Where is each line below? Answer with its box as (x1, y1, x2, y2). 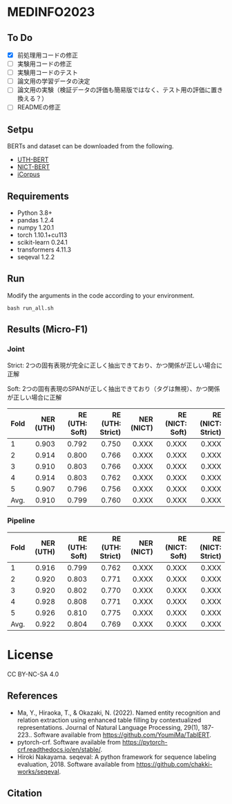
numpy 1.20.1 (17, 223, 54, 231)
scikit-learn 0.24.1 (17, 238, 68, 246)
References (7, 690, 58, 702)
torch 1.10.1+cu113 (17, 231, 68, 239)
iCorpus (17, 171, 40, 179)
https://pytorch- (122, 737, 168, 746)
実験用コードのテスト (17, 69, 78, 77)
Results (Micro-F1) (7, 324, 88, 335)
